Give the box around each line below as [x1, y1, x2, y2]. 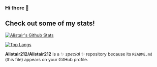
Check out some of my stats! [5, 19, 95, 28]
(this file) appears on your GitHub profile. [5, 56, 89, 62]
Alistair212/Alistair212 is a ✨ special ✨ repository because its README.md [5, 51, 153, 57]
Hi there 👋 [5, 4, 30, 11]
